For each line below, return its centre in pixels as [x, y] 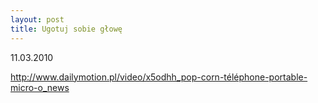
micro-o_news [40, 87]
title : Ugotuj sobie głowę [66, 29]
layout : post [37, 19]
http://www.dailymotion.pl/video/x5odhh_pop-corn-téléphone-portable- [159, 77]
